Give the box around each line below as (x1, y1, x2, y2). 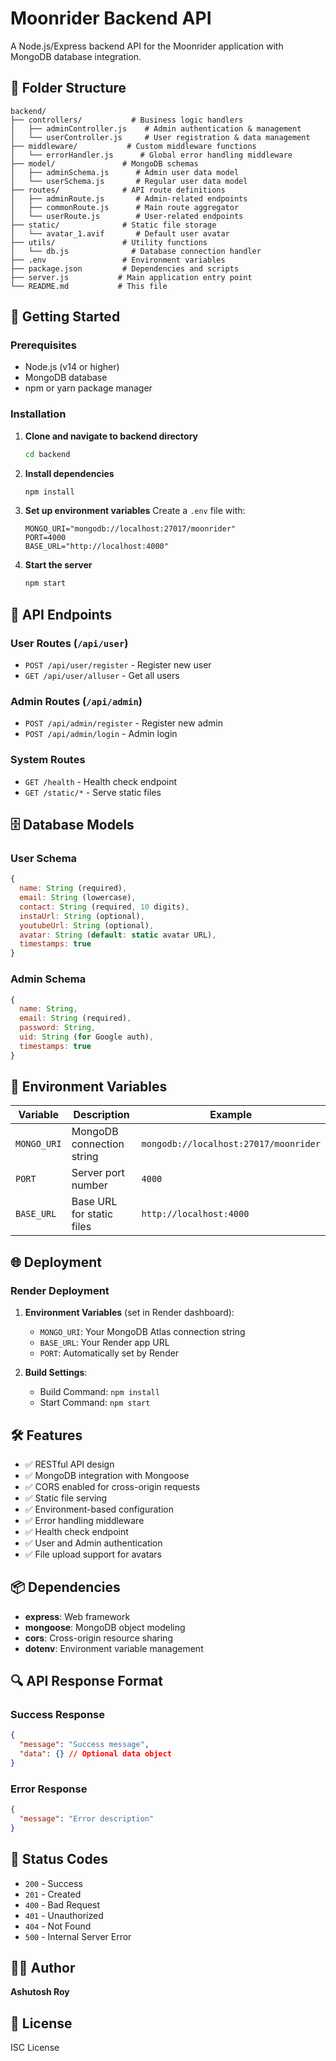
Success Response (10, 1708, 105, 1722)
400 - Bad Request (24, 1898, 101, 1911)
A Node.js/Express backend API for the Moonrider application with (10, 40, 284, 52)
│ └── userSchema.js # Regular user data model (10, 176, 248, 186)
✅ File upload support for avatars (24, 1548, 162, 1560)
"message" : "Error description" (19, 1814, 155, 1824)
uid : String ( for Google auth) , (19, 1032, 155, 1042)
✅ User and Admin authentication (24, 1537, 163, 1549)
